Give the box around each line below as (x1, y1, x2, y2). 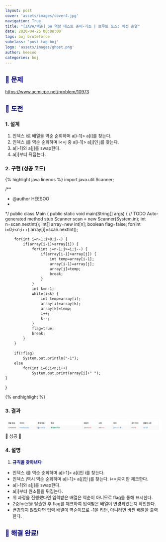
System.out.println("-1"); (23, 356, 79, 361)
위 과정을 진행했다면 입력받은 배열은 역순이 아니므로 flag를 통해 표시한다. (12, 494, 153, 500)
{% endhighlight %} (5, 394, 46, 400)
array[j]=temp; (49, 267, 81, 271)
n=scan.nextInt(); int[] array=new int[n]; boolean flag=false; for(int (5, 221, 141, 227)
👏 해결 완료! (5, 529, 39, 538)
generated (5, 216, 26, 222)
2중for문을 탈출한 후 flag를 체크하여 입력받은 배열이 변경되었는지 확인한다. (12, 500, 156, 506)
